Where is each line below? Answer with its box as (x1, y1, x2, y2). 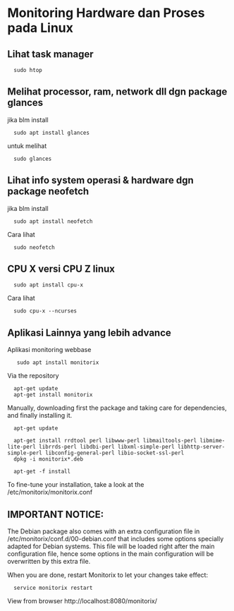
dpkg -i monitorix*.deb (13, 456, 83, 463)
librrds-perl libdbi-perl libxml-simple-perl (38, 443, 175, 451)
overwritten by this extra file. (7, 557, 91, 566)
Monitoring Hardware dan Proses (7, 5, 205, 21)
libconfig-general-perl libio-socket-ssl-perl (44, 449, 185, 456)
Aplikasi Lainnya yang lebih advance (7, 327, 171, 339)
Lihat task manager (7, 48, 94, 60)
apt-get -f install (13, 468, 71, 476)
